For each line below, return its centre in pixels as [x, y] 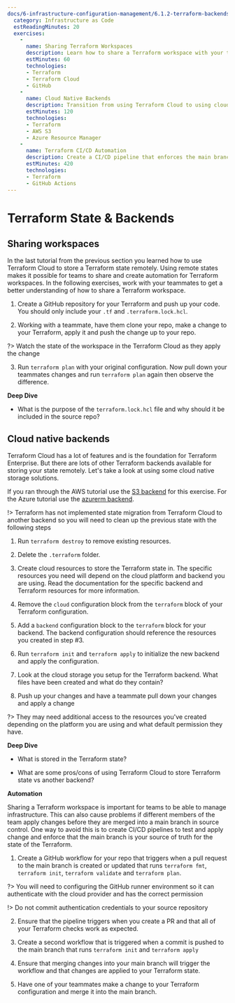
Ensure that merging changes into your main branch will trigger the [114, 963]
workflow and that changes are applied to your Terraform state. [109, 971]
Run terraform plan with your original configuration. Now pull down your [122, 367]
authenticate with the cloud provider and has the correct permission [105, 894]
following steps [29, 527]
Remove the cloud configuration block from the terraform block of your [120, 605]
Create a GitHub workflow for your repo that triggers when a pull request [122, 858]
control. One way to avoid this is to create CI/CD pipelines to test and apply [115, 830]
